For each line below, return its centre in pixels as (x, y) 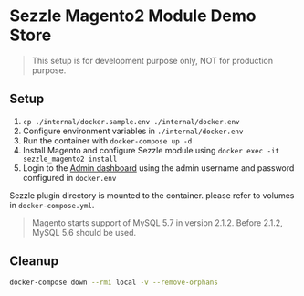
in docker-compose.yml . (52, 205)
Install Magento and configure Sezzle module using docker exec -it (151, 150)
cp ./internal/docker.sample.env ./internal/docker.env (131, 122)
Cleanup (34, 261)
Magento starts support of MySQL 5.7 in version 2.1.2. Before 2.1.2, (157, 222)
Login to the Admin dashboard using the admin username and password (158, 168)
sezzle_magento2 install (70, 159)
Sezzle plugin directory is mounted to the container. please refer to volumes (152, 195)
